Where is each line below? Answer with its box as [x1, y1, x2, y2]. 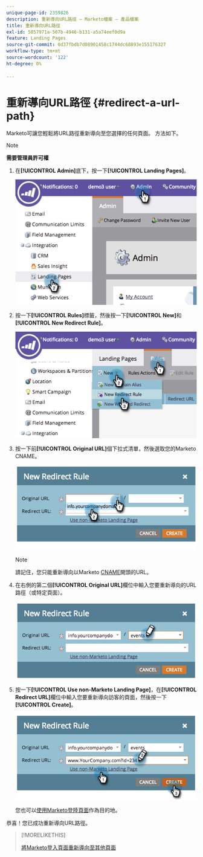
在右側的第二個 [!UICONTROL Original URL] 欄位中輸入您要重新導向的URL [14, 581, 197, 589]
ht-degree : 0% [6, 60, 42, 66]
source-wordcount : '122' [6, 54, 69, 60]
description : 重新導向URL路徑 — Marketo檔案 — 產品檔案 [6, 16, 139, 22]
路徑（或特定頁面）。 [14, 589, 66, 596]
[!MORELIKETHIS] [21, 832, 66, 839]
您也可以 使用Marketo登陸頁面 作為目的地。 [14, 807, 121, 814]
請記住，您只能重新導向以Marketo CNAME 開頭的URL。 [14, 568, 152, 575]
